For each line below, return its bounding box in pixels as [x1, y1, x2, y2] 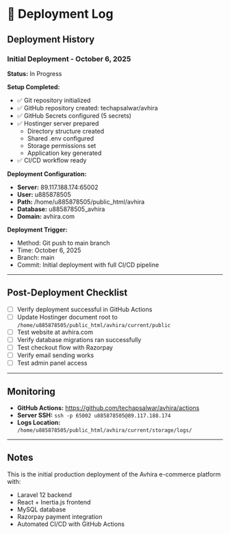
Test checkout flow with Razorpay [16, 343, 113, 352]
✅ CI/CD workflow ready [16, 156, 87, 164]
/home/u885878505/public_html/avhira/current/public [16, 321, 171, 328]
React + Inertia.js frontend [16, 498, 91, 506]
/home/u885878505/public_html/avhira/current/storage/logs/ [16, 426, 192, 434]
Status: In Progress [7, 69, 62, 77]
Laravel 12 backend [16, 490, 72, 499]
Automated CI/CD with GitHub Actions [16, 520, 125, 528]
